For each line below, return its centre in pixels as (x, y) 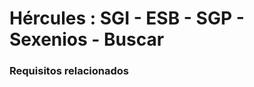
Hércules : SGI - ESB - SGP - (127, 18)
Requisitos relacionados (69, 71)
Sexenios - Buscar (87, 39)
